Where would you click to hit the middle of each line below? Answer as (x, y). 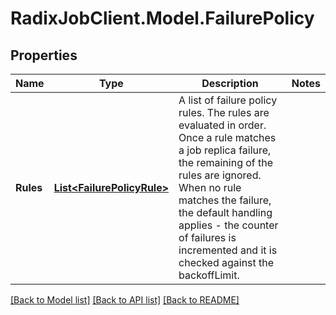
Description (230, 83)
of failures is (207, 237)
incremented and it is (228, 250)
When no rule (210, 187)
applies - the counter (228, 225)
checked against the (226, 262)
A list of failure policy (228, 100)
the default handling (225, 212)
